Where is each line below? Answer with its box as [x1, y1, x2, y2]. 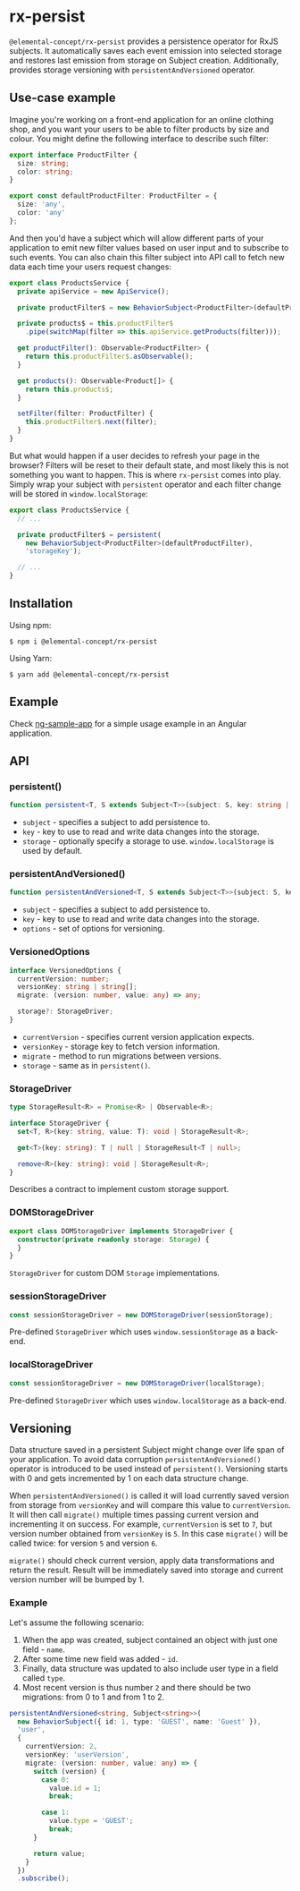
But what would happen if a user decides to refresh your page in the [9, 450, 261, 461]
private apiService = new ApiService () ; [17, 286, 170, 296]
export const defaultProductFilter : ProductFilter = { [9, 192, 218, 200]
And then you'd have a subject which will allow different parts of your [9, 233, 264, 243]
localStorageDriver [9, 1359, 94, 1371]
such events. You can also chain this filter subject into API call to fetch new [9, 251, 285, 262]
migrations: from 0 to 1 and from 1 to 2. [21, 1691, 165, 1702]
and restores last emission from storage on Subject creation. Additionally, [9, 55, 279, 65]
